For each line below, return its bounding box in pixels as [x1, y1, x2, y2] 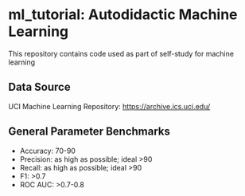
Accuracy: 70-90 [19, 146, 76, 155]
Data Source [8, 80, 71, 94]
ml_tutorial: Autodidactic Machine [8, 6, 238, 24]
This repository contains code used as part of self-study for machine [8, 49, 235, 58]
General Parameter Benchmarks [8, 125, 171, 139]
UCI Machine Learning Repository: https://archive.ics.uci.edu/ [8, 101, 211, 111]
